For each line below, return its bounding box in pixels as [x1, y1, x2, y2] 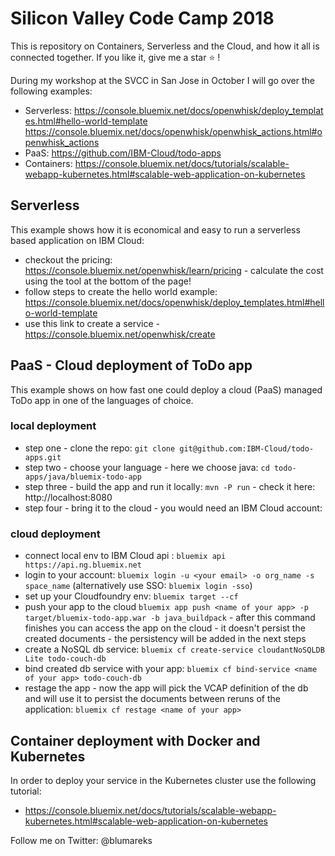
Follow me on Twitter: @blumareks [10, 834, 153, 846]
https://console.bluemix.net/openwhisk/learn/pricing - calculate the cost [24, 264, 324, 276]
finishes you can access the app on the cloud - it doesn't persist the [24, 622, 306, 634]
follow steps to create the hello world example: [24, 285, 218, 297]
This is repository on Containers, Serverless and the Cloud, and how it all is [10, 40, 320, 52]
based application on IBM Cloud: [10, 234, 145, 246]
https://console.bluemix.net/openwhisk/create [24, 328, 216, 340]
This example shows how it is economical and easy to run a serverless [10, 223, 301, 236]
